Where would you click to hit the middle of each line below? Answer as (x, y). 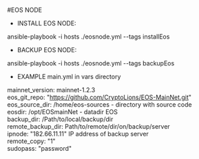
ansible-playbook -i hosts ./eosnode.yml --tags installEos (88, 36)
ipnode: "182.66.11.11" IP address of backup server (78, 134)
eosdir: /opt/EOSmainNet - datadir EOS (63, 112)
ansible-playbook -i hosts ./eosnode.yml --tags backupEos (91, 63)
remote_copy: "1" (32, 141)
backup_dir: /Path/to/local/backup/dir (60, 119)
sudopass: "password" (40, 148)
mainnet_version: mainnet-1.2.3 (51, 90)
